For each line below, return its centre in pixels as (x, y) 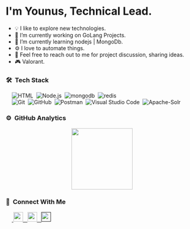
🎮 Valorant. (30, 61)
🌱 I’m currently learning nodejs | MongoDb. (69, 42)
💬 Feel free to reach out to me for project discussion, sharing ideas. (99, 54)
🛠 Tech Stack (27, 80)
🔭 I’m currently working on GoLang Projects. (70, 35)
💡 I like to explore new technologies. (60, 28)
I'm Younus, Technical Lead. (79, 11)
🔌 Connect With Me (36, 202)
